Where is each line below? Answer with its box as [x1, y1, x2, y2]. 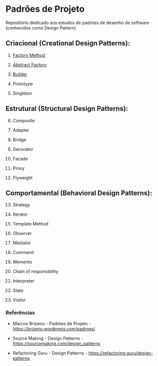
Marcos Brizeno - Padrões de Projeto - [12, 320, 91, 326]
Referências [5, 310, 35, 316]
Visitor [12, 297, 26, 303]
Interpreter [12, 278, 35, 284]
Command [12, 250, 34, 255]
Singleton [12, 90, 32, 96]
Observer [12, 230, 32, 236]
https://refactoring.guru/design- [88, 350, 153, 356]
